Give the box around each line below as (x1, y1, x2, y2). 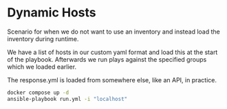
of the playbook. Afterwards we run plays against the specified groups (7, 55, 207, 63)
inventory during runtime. (7, 34, 79, 43)
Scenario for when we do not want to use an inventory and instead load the (7, 27, 220, 36)
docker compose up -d (7, 89, 69, 96)
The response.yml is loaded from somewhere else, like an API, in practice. (7, 75, 217, 84)
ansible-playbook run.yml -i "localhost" (7, 95, 128, 102)
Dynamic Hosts (7, 5, 96, 21)
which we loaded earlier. (7, 62, 77, 71)
